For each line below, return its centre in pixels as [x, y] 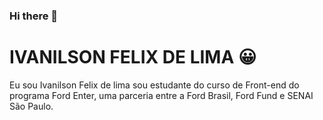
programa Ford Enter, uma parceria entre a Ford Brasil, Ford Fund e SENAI [161, 95]
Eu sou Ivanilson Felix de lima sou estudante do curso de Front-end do [154, 85]
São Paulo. [31, 106]
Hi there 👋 [34, 16]
